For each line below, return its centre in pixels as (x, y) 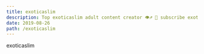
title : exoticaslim (31, 12)
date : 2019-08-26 (28, 23)
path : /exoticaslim (31, 28)
